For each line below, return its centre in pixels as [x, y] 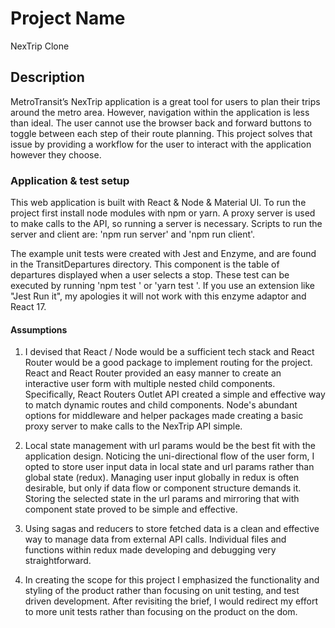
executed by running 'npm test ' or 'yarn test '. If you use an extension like [162, 286]
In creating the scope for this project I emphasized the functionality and [172, 580]
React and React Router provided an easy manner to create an [153, 373]
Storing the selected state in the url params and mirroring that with [162, 499]
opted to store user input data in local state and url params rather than [169, 467]
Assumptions [39, 329]
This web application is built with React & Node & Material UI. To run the [158, 203]
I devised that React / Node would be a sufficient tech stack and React [169, 352]
